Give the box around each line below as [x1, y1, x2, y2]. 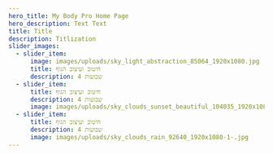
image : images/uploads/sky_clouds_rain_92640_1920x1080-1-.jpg [29, 133, 249, 141]
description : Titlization [8, 34, 96, 43]
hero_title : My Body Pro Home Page [8, 11, 129, 20]
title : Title [8, 27, 53, 35]
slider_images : [8, 42, 60, 51]
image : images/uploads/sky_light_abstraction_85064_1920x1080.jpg [29, 58, 260, 66]
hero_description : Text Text [8, 20, 107, 28]
